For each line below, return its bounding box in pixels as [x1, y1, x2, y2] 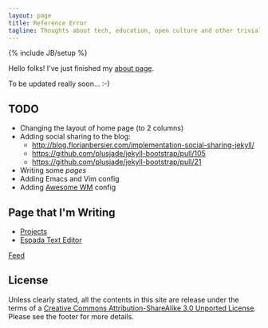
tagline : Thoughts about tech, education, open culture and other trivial [8, 26, 262, 34]
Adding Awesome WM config [19, 182, 116, 192]
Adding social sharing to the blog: [19, 132, 131, 142]
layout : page [8, 11, 52, 20]
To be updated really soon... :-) [8, 79, 110, 88]
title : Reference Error [8, 19, 88, 27]
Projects [19, 227, 48, 236]
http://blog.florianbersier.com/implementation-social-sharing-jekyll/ [31, 140, 255, 150]
